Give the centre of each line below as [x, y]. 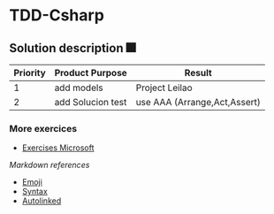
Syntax [35, 192]
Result [198, 73]
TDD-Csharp [57, 15]
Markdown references [49, 165]
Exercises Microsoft [58, 148]
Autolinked [42, 201]
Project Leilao [164, 88]
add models [79, 88]
